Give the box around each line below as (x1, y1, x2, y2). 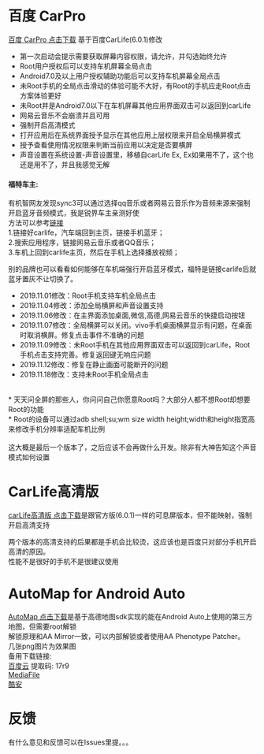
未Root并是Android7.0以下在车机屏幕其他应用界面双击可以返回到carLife (19, 100, 251, 110)
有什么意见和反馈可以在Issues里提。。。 (8, 737, 133, 747)
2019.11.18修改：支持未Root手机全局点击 (19, 370, 149, 379)
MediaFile (8, 670, 40, 680)
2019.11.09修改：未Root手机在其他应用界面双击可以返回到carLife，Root (19, 340, 251, 350)
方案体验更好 (19, 91, 61, 100)
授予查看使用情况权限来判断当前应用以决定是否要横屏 (19, 139, 193, 150)
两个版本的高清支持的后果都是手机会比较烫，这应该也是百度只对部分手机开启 (8, 537, 257, 547)
